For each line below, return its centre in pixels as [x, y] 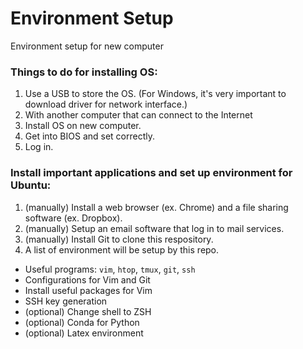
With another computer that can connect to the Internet [138, 115]
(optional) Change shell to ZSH [88, 311]
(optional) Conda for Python [82, 322]
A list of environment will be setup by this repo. [122, 249]
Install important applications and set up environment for [151, 173]
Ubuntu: [31, 185]
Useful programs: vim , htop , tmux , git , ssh [110, 269]
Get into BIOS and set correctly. [90, 136]
